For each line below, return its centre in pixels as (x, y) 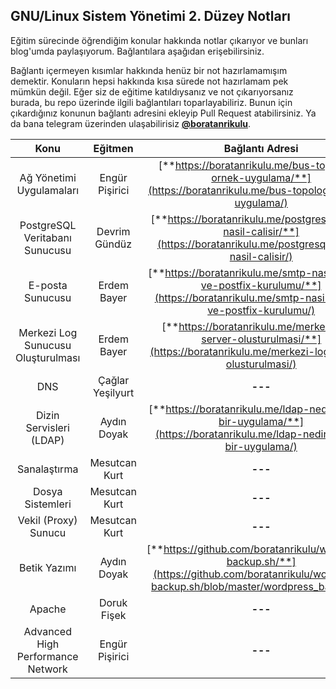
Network (47, 669)
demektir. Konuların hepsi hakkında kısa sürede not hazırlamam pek (149, 81)
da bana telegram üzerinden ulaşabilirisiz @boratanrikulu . (131, 123)
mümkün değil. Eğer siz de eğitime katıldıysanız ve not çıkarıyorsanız (152, 91)
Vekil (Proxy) (47, 520)
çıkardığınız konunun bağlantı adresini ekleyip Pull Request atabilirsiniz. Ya (163, 113)
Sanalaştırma (48, 469)
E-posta (48, 285)
